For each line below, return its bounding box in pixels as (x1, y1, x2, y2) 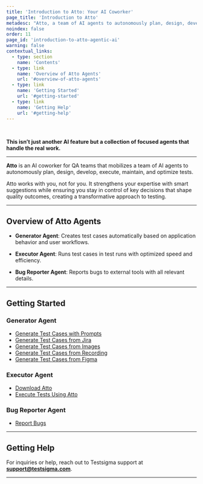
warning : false (6, 43, 45, 49)
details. (14, 275, 34, 282)
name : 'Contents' (17, 59, 61, 65)
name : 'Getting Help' (17, 104, 71, 111)
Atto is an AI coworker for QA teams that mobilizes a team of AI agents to (6, 162, 188, 169)
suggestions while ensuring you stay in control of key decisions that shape (6, 187, 192, 194)
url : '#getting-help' (17, 110, 71, 116)
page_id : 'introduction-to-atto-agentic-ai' (6, 37, 120, 43)
